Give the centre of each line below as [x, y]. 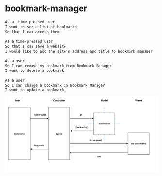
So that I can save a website [36, 46]
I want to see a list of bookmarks [41, 27]
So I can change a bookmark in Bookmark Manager [55, 85]
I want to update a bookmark [34, 90]
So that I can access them [32, 32]
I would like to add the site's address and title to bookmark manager [79, 51]
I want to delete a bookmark [34, 70]
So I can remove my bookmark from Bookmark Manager [58, 66]
